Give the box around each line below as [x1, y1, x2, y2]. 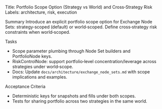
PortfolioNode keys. [12, 53, 52, 59]
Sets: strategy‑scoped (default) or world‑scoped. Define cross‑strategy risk [5, 24, 158, 30]
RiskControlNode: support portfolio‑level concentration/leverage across [12, 59, 157, 64]
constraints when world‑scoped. [5, 29, 70, 35]
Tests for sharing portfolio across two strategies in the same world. [12, 98, 148, 104]
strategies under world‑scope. [12, 64, 73, 69]
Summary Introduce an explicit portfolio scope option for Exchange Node [5, 19, 153, 24]
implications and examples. [12, 74, 68, 80]
